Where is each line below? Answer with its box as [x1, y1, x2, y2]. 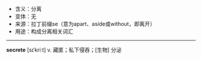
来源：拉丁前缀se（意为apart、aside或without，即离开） [14, 20, 156, 27]
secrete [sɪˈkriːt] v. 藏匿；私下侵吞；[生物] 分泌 [6, 46, 122, 53]
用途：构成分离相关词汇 [14, 28, 73, 35]
